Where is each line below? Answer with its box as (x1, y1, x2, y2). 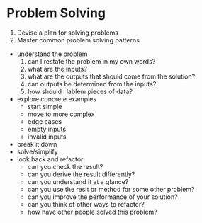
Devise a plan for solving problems (16, 28, 118, 37)
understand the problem (16, 50, 88, 58)
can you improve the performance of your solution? (27, 193, 178, 201)
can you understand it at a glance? (27, 177, 129, 185)
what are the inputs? (27, 64, 88, 73)
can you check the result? (27, 162, 103, 171)
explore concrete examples (16, 94, 97, 103)
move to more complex (27, 110, 95, 118)
